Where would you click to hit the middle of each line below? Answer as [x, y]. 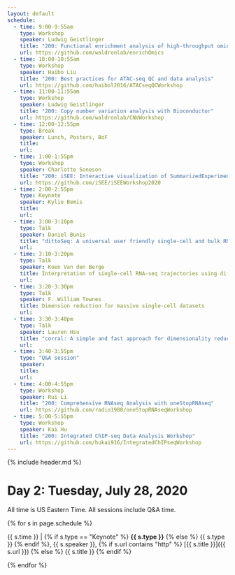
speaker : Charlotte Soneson [60, 169]
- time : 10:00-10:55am [47, 59]
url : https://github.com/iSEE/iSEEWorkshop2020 [90, 182]
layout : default [31, 14]
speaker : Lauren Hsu [50, 332]
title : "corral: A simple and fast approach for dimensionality [115, 339]
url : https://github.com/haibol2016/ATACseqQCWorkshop [101, 85]
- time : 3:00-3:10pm [43, 221]
